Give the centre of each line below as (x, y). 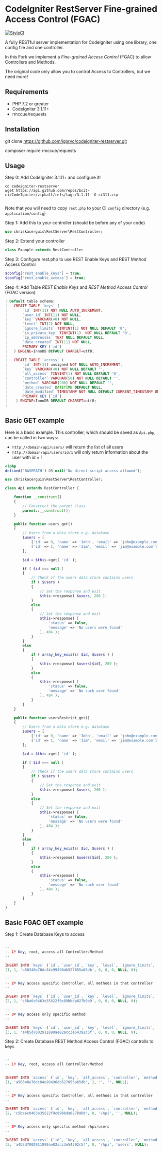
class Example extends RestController (44, 250)
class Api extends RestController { (42, 488)
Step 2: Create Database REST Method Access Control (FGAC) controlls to (79, 1041)
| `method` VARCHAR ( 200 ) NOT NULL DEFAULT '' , (59, 383)
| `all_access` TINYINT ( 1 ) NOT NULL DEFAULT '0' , (63, 373)
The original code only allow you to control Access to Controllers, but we (78, 71)
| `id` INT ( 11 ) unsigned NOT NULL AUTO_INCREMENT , (64, 365)
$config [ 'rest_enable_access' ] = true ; (45, 278)
